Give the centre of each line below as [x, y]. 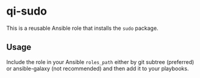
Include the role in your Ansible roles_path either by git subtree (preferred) [100, 62]
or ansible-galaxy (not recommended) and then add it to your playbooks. [98, 68]
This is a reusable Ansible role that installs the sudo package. [82, 28]
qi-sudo [27, 11]
